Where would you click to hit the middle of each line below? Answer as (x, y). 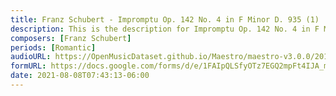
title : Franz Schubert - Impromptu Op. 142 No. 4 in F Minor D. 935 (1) (165, 19)
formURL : (28, 66)
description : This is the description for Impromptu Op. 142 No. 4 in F (165, 29)
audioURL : (31, 57)
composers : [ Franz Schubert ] (71, 38)
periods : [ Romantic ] (53, 47)
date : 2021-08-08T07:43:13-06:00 (80, 76)
